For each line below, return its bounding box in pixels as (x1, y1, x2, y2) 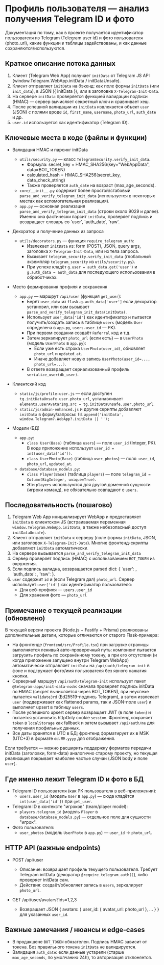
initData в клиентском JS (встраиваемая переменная (12, 519, 126, 525)
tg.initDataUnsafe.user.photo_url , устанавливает (19, 395, 123, 401)
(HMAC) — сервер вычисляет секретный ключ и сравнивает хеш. (12, 99, 150, 104)
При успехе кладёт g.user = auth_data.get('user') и (26, 263, 138, 270)
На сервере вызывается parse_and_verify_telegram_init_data (12, 550, 141, 556)
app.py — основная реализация (19, 203, 86, 209)
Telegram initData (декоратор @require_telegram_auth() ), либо (19, 871, 148, 877)
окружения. (12, 561, 37, 567)
